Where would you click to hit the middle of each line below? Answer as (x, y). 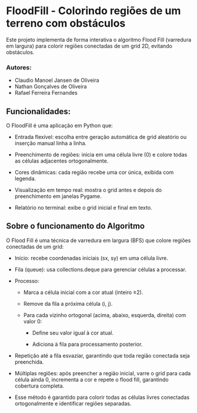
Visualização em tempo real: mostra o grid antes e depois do (88, 190)
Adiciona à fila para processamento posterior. (87, 344)
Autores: (19, 67)
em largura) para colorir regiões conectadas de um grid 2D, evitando (89, 46)
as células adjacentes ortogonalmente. (61, 161)
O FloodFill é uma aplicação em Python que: (59, 125)
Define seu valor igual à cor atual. (73, 333)
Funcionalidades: (39, 111)
